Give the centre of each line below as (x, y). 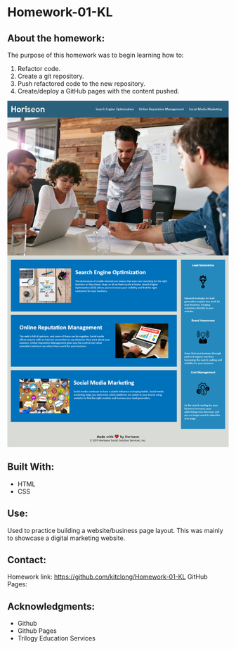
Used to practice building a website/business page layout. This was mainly (115, 530)
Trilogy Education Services (57, 638)
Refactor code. (39, 69)
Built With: (31, 467)
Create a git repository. (51, 76)
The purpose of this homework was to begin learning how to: (96, 55)
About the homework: (56, 38)
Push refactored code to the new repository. (81, 84)
